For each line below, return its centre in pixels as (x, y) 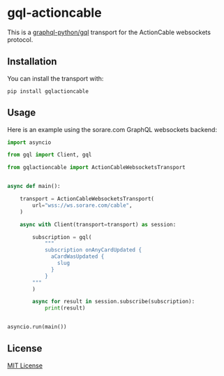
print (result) (65, 308)
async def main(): (34, 187)
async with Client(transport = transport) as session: (98, 224)
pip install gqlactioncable (48, 91)
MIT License (25, 366)
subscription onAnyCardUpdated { (93, 250)
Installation (32, 62)
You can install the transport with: (55, 78)
